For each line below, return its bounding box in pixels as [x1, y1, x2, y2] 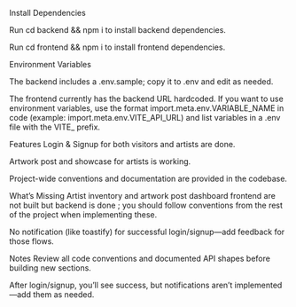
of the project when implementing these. [9, 209, 158, 220]
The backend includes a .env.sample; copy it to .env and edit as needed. [9, 76, 274, 87]
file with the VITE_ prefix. [9, 122, 100, 132]
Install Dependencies [9, 8, 86, 18]
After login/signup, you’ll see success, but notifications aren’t [9, 279, 233, 290]
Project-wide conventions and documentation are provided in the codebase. [9, 173, 288, 184]
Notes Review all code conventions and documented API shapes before [9, 253, 270, 264]
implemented [234, 279, 283, 290]
